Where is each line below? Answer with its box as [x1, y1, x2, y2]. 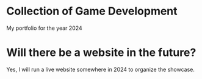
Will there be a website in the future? [6, 46, 197, 60]
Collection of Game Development [6, 4, 178, 18]
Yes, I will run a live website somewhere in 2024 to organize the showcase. [6, 66, 195, 73]
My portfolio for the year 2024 [6, 24, 82, 32]
